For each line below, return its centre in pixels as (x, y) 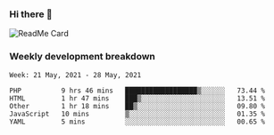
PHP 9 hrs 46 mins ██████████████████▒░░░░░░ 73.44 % (137, 91)
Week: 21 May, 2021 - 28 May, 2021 (75, 75)
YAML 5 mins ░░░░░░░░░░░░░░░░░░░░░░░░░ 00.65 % (137, 122)
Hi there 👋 (31, 14)
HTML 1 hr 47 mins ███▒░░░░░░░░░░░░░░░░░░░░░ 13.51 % (137, 98)
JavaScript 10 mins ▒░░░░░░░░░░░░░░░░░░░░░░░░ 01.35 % (137, 114)
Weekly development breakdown (83, 57)
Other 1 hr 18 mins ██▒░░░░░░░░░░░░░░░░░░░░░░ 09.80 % (137, 106)
